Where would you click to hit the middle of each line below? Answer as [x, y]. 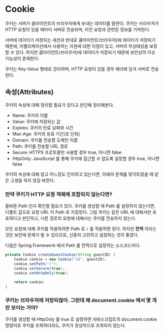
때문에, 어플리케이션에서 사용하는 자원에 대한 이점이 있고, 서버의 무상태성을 [77, 46]
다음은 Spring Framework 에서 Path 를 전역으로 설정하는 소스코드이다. [73, 245]
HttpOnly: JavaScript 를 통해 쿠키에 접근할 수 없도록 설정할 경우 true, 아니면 [86, 158]
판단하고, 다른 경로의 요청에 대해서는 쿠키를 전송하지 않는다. [79, 218]
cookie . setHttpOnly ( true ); [42, 273]
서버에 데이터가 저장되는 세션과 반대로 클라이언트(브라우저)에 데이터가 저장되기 [81, 40]
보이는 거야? [24, 307]
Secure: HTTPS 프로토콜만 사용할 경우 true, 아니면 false [67, 152]
